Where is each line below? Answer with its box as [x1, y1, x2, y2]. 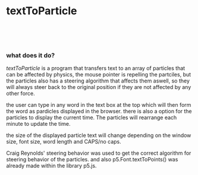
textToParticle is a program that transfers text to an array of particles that [6, 65, 186, 72]
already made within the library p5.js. [6, 162, 97, 170]
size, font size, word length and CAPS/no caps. [6, 138, 122, 145]
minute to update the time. [6, 120, 71, 128]
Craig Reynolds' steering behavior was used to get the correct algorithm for [6, 149, 191, 157]
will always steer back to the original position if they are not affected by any [6, 84, 191, 91]
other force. [6, 90, 36, 97]
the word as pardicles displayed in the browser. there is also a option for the [6, 108, 192, 115]
